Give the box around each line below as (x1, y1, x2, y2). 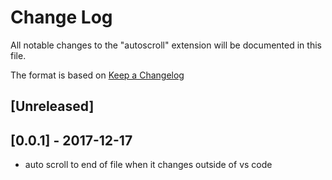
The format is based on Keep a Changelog (10, 69, 185, 81)
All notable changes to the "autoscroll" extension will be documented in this (10, 39, 322, 51)
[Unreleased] (10, 98, 95, 115)
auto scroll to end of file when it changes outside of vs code (24, 159, 273, 171)
